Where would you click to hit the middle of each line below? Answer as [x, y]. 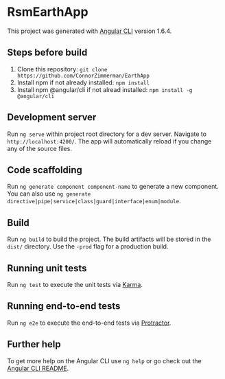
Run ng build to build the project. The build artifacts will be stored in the [109, 239]
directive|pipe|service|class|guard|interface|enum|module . [94, 201]
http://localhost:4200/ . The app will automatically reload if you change [109, 141]
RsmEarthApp [48, 12]
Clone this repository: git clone [62, 69]
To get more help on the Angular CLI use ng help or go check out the [104, 360]
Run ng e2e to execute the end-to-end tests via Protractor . [89, 323]
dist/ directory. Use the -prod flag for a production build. [88, 246]
